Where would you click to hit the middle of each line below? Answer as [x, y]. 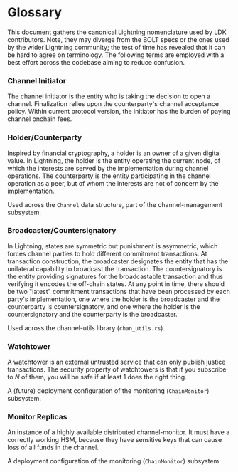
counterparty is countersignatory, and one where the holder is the [104, 306]
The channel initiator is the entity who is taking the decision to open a [109, 96]
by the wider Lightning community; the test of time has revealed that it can [116, 47]
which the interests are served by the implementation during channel [108, 168]
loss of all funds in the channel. [53, 447]
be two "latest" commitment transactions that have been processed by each [119, 291]
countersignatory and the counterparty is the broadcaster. [92, 314]
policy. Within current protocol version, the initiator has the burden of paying [119, 112]
